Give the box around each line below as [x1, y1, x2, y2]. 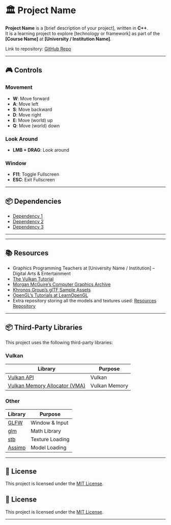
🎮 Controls [5, 66, 42, 75]
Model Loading [30, 444, 67, 451]
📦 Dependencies [5, 197, 62, 205]
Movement [5, 84, 33, 91]
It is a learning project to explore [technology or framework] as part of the [5, 30, 160, 36]
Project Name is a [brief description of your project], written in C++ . [5, 25, 149, 31]
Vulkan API [8, 374, 34, 381]
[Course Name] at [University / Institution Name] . [5, 36, 112, 42]
